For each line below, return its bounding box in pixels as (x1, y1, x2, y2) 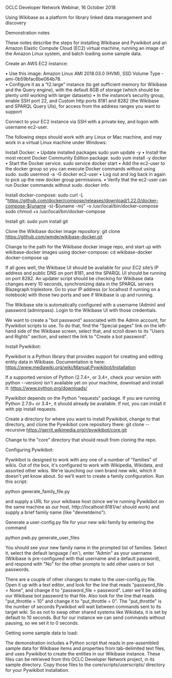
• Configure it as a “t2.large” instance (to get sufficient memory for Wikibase (5, 82, 167, 87)
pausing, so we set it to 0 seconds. (5, 620, 80, 626)
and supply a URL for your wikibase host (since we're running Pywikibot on (5, 498, 164, 505)
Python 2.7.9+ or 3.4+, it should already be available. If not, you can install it (5, 400, 166, 406)
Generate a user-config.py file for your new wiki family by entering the (5, 519, 154, 525)
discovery (5, 20, 27, 26)
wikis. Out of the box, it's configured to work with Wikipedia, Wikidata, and (5, 462, 163, 468)
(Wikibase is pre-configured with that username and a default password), (5, 555, 161, 561)
